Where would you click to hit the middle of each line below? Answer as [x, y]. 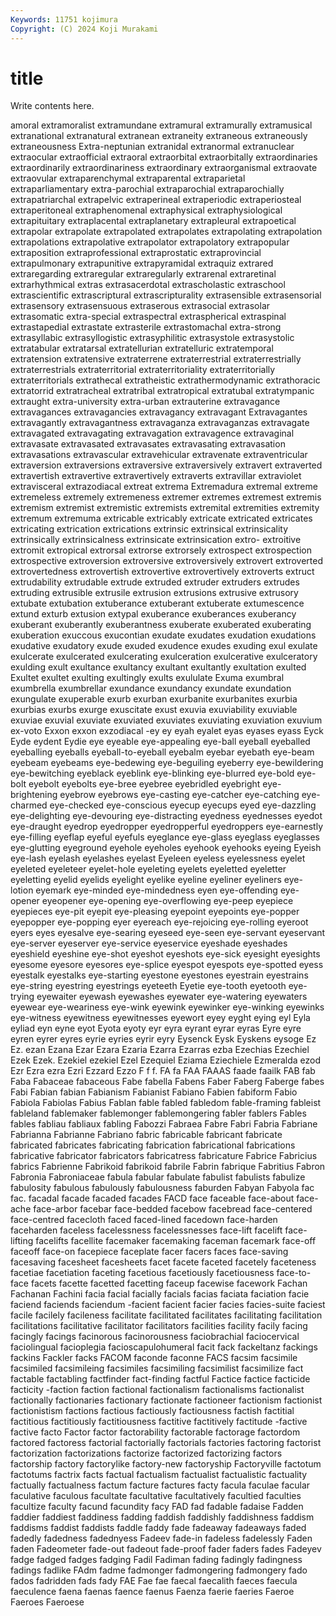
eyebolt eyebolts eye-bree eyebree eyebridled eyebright [144, 784]
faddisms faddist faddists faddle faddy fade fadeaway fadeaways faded [158, 1528]
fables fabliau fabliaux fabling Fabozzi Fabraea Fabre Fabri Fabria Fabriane [164, 1124]
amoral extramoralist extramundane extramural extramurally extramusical [161, 125]
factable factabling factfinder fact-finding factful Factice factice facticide [160, 1379]
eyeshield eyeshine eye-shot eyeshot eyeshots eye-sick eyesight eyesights [165, 954]
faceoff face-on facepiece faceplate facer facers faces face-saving [149, 1252]
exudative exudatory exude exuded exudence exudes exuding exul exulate [164, 646]
